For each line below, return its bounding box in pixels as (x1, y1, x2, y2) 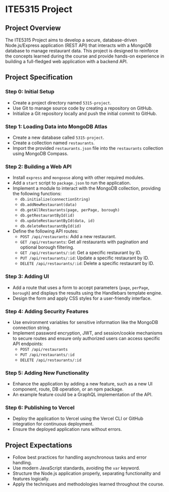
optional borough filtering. (20, 244, 75, 250)
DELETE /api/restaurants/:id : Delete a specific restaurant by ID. (20, 260, 154, 266)
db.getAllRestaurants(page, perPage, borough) (20, 208, 120, 213)
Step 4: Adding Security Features (5, 308, 89, 315)
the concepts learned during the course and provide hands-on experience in (5, 53, 164, 59)
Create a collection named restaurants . (12, 140, 95, 146)
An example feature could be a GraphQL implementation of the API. (12, 392, 153, 398)
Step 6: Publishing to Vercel (5, 404, 75, 411)
